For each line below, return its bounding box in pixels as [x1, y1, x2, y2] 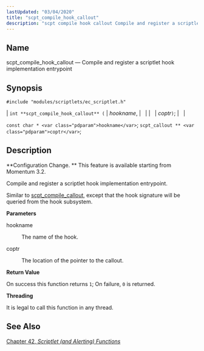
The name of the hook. [21, 233, 79, 240]
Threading [6, 292, 33, 299]
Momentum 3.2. [6, 168, 46, 175]
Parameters [6, 210, 36, 217]
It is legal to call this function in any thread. [6, 304, 114, 311]
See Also [6, 321, 41, 332]
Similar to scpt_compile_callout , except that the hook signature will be [6, 191, 180, 199]
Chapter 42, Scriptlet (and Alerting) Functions [6, 338, 121, 345]
